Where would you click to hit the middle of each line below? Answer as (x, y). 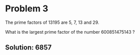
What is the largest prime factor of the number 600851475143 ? (70, 32)
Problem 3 (27, 9)
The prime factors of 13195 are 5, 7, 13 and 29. (52, 22)
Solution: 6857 (29, 48)
